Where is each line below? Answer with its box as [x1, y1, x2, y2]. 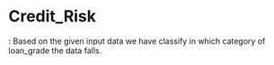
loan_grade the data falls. [8, 45, 102, 55]
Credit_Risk [8, 6, 96, 27]
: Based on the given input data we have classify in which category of [8, 36, 266, 46]
